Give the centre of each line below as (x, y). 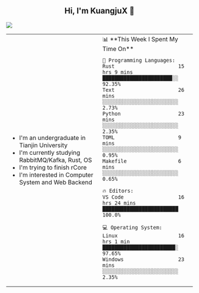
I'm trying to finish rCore (53, 167)
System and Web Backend (56, 182)
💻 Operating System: (133, 227)
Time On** (118, 49)
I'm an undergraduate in (52, 138)
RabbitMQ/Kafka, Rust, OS (56, 160)
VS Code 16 (144, 197)
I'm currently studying (50, 152)
